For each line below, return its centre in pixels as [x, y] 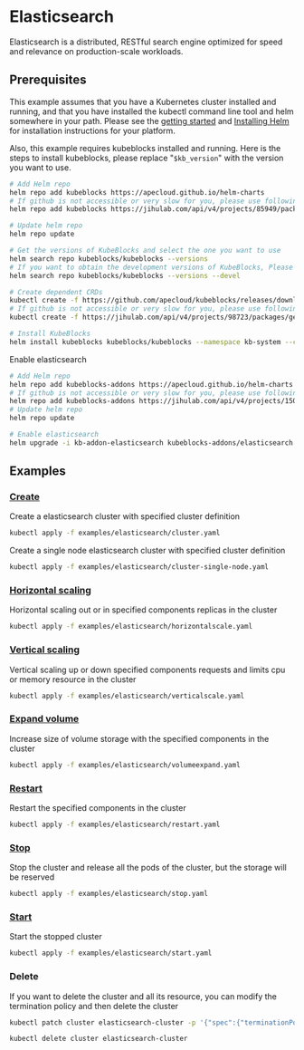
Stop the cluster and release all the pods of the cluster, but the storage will [148, 868]
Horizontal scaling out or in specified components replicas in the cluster [143, 610]
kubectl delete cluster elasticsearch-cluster [99, 1039]
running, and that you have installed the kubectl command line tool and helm [152, 111]
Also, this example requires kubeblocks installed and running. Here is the [145, 148]
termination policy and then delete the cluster [94, 1006]
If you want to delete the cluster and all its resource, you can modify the [143, 996]
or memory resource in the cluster [73, 679]
